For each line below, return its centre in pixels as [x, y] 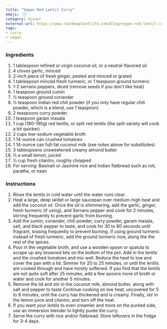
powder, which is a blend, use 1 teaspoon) [56, 108]
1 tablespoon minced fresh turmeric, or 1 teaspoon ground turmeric [81, 81]
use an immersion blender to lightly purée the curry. [66, 311]
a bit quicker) [26, 129]
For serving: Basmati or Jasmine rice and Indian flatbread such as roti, [84, 166]
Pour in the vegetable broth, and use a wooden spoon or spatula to [81, 247]
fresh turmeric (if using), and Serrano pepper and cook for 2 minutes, [84, 210]
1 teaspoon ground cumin [39, 92]
